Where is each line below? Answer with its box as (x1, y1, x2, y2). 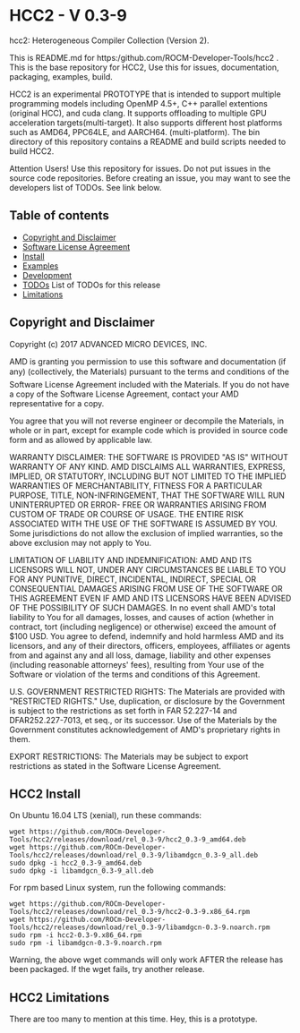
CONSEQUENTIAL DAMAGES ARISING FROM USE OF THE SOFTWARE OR (9, 583, 284, 593)
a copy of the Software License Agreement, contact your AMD (9, 388, 239, 399)
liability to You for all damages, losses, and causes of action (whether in (9, 611, 275, 622)
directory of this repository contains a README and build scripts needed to (9, 136, 287, 147)
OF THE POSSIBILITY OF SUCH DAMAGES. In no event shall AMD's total (9, 602, 276, 613)
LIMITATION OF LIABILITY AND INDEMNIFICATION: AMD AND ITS (9, 554, 253, 565)
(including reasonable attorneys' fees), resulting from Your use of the (9, 659, 264, 670)
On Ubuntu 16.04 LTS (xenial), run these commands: (9, 810, 202, 821)
